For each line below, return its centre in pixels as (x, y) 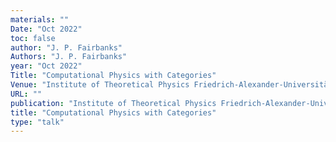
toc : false (33, 38)
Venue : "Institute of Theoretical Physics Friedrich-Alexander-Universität (171, 85)
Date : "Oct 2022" (46, 29)
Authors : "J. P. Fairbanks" (69, 57)
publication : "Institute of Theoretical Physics (113, 103)
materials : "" (40, 19)
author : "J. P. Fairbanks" (66, 47)
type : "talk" (37, 122)
